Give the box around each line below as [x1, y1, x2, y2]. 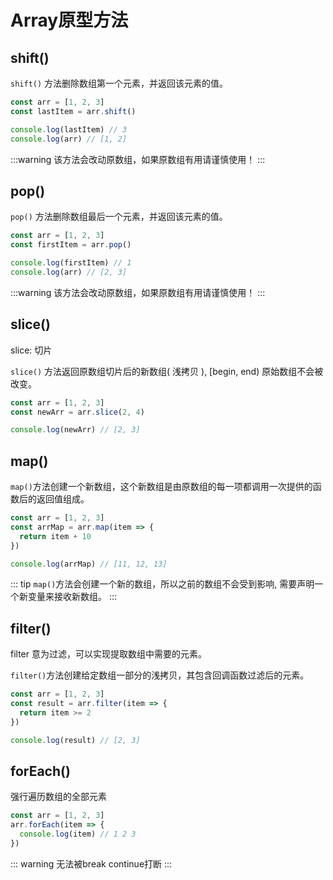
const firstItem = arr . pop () [10, 240, 132, 250]
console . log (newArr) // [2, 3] [10, 425, 141, 435]
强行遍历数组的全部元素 [10, 791, 107, 803]
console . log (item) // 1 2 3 [19, 829, 137, 840]
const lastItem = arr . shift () [10, 106, 137, 116]
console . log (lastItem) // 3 [10, 124, 128, 135]
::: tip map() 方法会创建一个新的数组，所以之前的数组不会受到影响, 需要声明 [10, 578, 315, 590]
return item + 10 [19, 531, 92, 541]
